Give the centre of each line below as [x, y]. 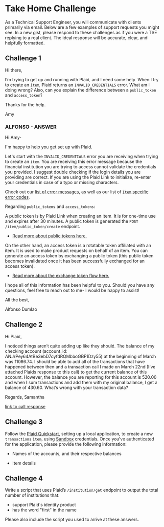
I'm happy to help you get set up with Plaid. [49, 147]
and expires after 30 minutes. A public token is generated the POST [72, 221]
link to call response [25, 406]
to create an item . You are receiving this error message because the [74, 161]
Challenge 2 [24, 325]
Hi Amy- [13, 137]
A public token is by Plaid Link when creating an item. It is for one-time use [80, 216]
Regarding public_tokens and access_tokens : [50, 206]
